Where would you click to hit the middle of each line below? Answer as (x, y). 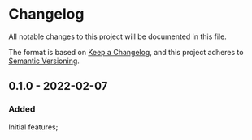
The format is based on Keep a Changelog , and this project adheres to (126, 52)
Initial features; (33, 127)
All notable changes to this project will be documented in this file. (118, 36)
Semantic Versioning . (44, 61)
